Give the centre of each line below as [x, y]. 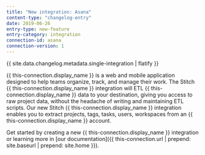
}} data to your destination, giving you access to [132, 95]
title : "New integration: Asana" [49, 12]
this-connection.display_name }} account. [59, 120]
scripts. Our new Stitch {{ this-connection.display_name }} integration [94, 107]
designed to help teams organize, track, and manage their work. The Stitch [100, 81]
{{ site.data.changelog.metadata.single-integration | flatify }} [83, 63]
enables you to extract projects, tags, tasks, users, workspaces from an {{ [99, 114]
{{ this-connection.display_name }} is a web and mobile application [91, 75]
